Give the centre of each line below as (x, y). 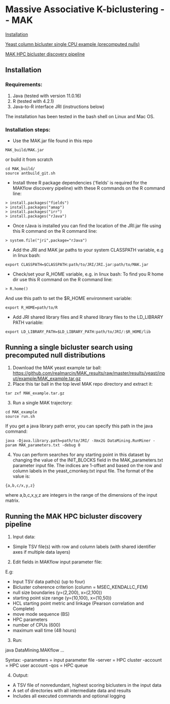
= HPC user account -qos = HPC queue (46, 665)
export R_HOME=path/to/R (31, 307)
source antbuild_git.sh (30, 173)
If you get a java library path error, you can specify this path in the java (79, 426)
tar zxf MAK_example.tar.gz (35, 393)
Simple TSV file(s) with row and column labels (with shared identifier (84, 547)
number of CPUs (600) (37, 625)
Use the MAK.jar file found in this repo (53, 141)
